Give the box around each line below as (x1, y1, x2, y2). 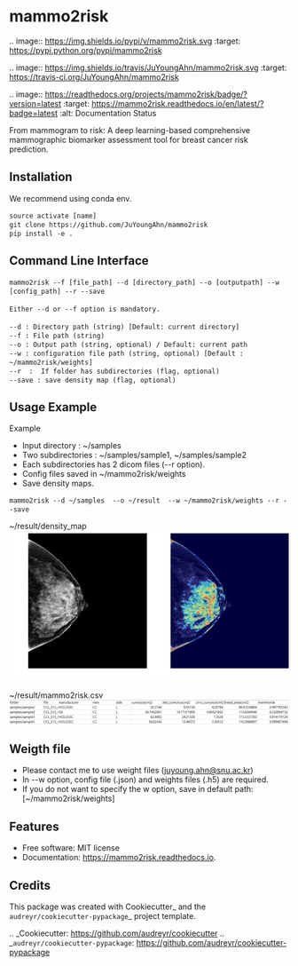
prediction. (9, 144, 49, 154)
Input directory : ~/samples (21, 440, 122, 451)
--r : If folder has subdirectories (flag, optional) (9, 367, 220, 376)
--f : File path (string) (9, 331, 105, 340)
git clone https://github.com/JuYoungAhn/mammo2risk (9, 220, 208, 229)
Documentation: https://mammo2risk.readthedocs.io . (21, 852, 216, 863)
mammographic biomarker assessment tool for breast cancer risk (9, 134, 248, 145)
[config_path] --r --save (9, 287, 105, 296)
